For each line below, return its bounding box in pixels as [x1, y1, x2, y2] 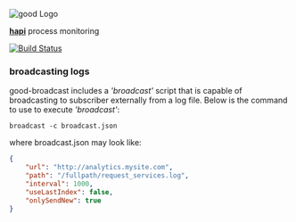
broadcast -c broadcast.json [9, 121, 118, 131]
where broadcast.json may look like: [9, 137, 142, 148]
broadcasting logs [9, 65, 90, 78]
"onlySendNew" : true [25, 196, 102, 205]
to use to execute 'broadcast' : [9, 104, 120, 115]
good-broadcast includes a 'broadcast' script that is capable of [9, 86, 243, 96]
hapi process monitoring [9, 26, 100, 36]
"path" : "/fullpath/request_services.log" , [25, 171, 190, 180]
